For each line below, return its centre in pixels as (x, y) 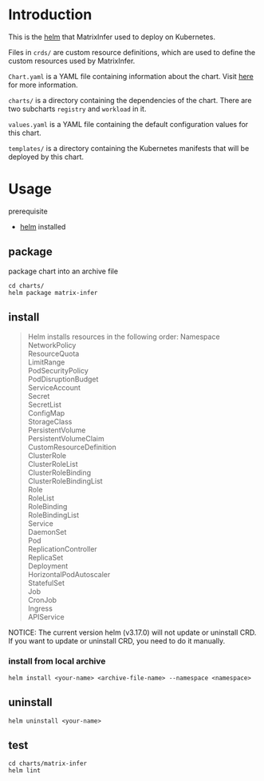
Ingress (40, 608)
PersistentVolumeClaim (66, 438)
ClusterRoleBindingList (65, 480)
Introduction (50, 15)
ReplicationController (62, 548)
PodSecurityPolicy (58, 370)
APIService (46, 616)
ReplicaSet (45, 557)
